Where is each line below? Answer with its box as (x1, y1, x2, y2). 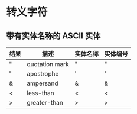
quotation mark (27, 60, 69, 68)
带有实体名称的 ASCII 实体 (6, 31, 101, 41)
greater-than (27, 99, 63, 106)
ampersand (27, 79, 58, 87)
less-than (27, 89, 54, 97)
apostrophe (27, 70, 59, 77)
